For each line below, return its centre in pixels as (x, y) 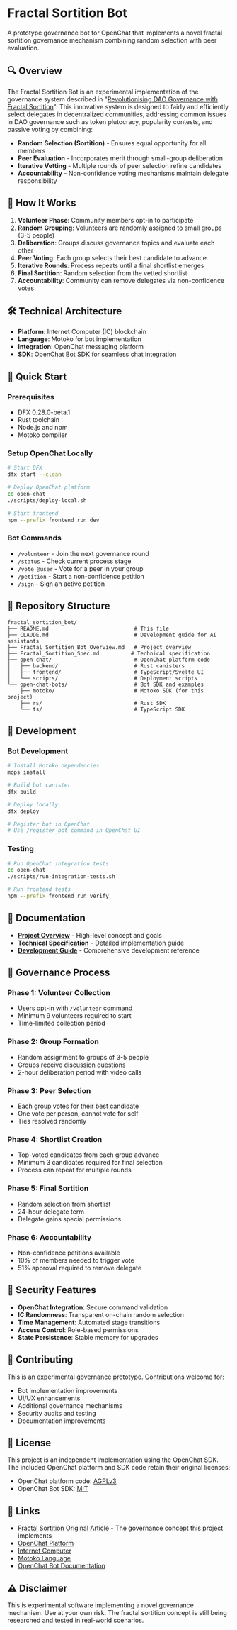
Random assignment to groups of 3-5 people (83, 1057)
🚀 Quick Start (37, 376)
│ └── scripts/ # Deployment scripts (103, 678)
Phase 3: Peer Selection (49, 1090)
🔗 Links (24, 1511)
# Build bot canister (39, 785)
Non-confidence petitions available (69, 1253)
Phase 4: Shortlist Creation (55, 1139)
